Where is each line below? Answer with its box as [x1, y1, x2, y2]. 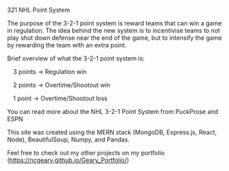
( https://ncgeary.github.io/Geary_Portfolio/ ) [7, 156, 130, 164]
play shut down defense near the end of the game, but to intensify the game [7, 34, 222, 42]
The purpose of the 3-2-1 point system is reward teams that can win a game [7, 19, 222, 27]
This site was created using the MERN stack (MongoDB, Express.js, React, [7, 128, 217, 136]
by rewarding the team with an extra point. [7, 41, 127, 49]
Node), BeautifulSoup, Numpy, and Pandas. [7, 135, 130, 144]
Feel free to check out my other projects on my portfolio [7, 149, 165, 157]
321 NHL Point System [7, 6, 71, 14]
